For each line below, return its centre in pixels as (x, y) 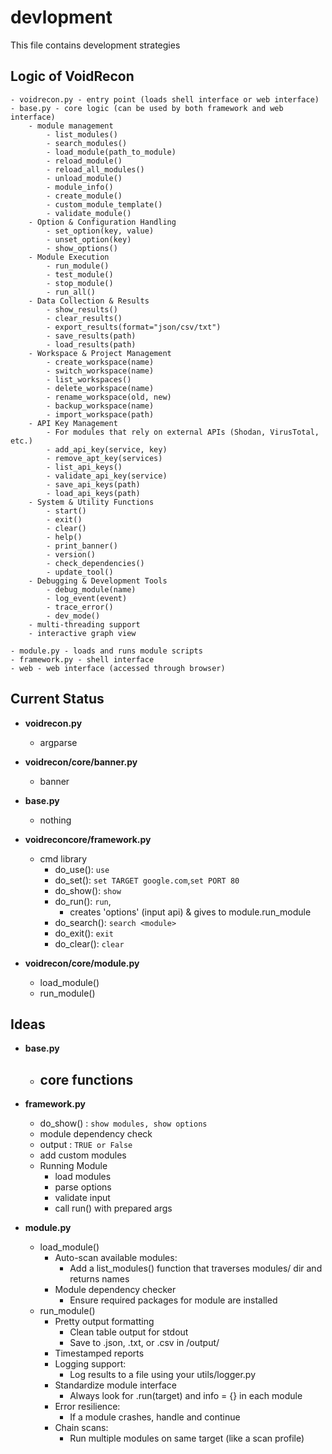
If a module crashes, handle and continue (155, 1417)
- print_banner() (82, 546)
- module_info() (80, 187)
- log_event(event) (87, 598)
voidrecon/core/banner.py (81, 762)
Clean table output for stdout (129, 1332)
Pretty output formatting (104, 1322)
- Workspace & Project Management (100, 353)
